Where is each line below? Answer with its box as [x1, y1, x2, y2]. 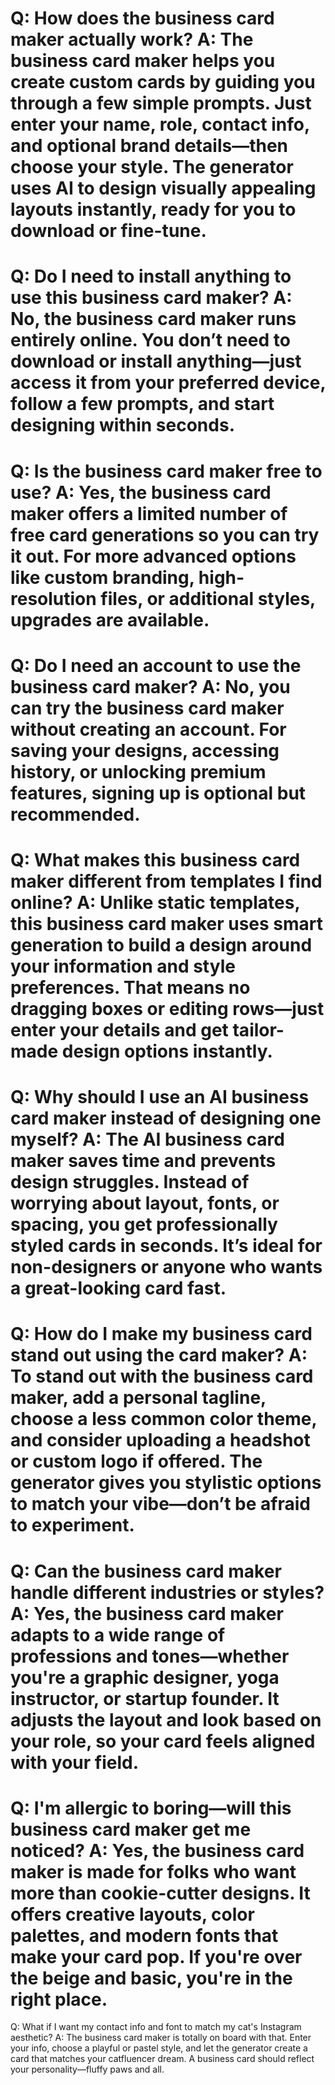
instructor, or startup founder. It [10, 1687, 280, 1710]
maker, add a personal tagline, [10, 1387, 267, 1409]
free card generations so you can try [10, 523, 320, 546]
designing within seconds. [10, 414, 235, 437]
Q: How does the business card [10, 7, 275, 30]
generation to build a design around [10, 933, 313, 956]
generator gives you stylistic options [10, 1472, 322, 1494]
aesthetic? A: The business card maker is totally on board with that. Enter [10, 2032, 312, 2044]
